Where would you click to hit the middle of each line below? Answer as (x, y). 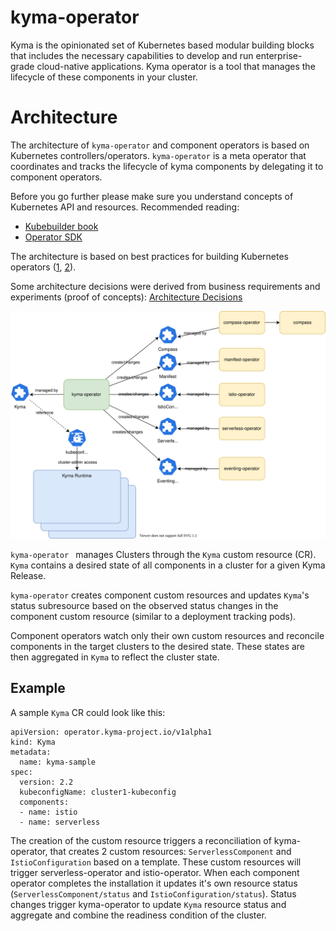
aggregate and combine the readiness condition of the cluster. (138, 915)
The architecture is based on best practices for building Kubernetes (149, 256)
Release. (28, 576)
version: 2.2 (46, 782)
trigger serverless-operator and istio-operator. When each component (155, 872)
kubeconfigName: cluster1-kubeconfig (98, 792)
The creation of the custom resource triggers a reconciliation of (141, 840)
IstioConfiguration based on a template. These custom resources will (156, 862)
